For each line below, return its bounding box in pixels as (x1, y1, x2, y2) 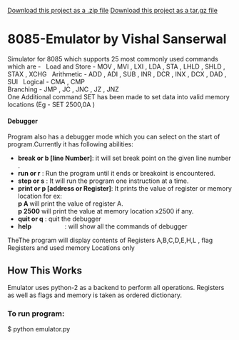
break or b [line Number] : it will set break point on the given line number (17, 154, 232, 163)
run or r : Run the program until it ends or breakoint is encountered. (17, 169, 215, 178)
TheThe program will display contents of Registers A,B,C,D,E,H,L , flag (7, 236, 213, 245)
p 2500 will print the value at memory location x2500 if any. (17, 207, 194, 216)
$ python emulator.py (7, 325, 71, 334)
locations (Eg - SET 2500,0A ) (7, 100, 95, 109)
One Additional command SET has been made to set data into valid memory (7, 92, 230, 101)
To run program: (7, 309, 65, 319)
